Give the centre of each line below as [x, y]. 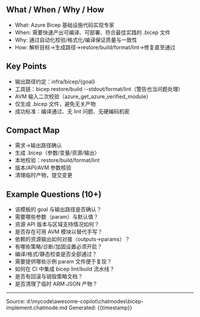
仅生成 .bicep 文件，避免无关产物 [55, 104]
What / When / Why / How [55, 10]
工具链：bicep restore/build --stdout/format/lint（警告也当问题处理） [99, 89]
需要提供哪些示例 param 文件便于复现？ [63, 262]
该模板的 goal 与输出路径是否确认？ [58, 209]
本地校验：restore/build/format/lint [57, 160]
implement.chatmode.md [37, 308]
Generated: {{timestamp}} [101, 308]
